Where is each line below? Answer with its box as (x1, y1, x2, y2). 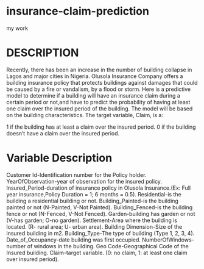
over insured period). (6, 255, 59, 263)
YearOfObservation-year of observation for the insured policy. (6, 178, 163, 185)
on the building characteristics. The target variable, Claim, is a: (6, 111, 163, 118)
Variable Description (6, 151, 113, 165)
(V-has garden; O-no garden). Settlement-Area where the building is (6, 217, 178, 224)
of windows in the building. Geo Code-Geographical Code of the (27, 242, 189, 249)
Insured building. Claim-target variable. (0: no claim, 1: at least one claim (6, 249, 188, 256)
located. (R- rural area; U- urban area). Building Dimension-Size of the (6, 223, 183, 230)
